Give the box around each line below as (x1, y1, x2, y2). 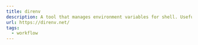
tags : (6, 25, 19, 31)
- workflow (11, 30, 38, 36)
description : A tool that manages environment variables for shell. (6, 14, 178, 20)
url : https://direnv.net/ (6, 19, 70, 25)
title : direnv (6, 8, 41, 15)
